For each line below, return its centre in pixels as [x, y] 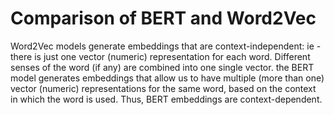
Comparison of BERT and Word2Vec [163, 18]
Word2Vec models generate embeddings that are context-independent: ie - [166, 46]
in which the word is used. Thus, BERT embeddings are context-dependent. [166, 99]
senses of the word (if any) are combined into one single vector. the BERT [162, 67]
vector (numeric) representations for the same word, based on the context [163, 88]
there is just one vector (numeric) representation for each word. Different [160, 56]
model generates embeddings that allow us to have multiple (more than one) [167, 78]
